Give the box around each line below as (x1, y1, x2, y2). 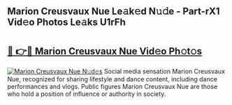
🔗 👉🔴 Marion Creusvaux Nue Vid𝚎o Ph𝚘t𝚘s (7, 45, 203, 57)
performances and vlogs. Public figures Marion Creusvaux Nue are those (7, 83, 218, 90)
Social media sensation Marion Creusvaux (103, 67, 226, 75)
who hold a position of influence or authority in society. (7, 90, 166, 98)
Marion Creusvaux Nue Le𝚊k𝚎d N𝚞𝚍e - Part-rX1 (7, 6, 220, 17)
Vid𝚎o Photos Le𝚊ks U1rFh (7, 17, 126, 29)
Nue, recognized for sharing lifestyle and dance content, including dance (7, 75, 218, 83)
